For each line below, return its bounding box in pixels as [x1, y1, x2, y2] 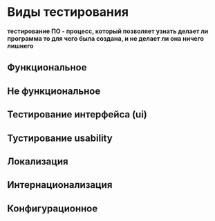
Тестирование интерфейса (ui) [7, 108, 147, 121]
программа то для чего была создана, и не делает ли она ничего [7, 34, 204, 42]
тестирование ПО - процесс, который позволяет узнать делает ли [7, 27, 209, 35]
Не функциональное [7, 85, 101, 97]
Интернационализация [7, 179, 113, 191]
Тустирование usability [7, 132, 113, 144]
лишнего [7, 41, 34, 50]
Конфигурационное [7, 202, 98, 214]
